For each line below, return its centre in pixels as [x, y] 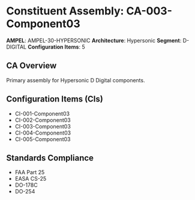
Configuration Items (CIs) [55, 99]
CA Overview [31, 66]
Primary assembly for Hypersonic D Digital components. [76, 80]
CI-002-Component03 [43, 120]
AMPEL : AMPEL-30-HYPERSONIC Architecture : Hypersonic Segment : [94, 40]
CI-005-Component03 [43, 139]
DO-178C [26, 185]
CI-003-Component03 [43, 126]
